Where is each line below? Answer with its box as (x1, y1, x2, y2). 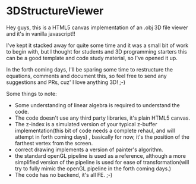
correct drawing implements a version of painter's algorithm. (14, 146, 163, 153)
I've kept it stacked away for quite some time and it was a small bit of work (6, 42, 189, 49)
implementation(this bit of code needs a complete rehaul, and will (14, 127, 175, 134)
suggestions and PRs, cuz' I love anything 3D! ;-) (6, 79, 126, 86)
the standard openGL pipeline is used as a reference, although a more (14, 152, 186, 159)
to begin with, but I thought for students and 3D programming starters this (6, 48, 187, 55)
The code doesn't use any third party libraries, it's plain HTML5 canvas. (14, 114, 190, 121)
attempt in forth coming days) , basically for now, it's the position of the (14, 133, 190, 141)
